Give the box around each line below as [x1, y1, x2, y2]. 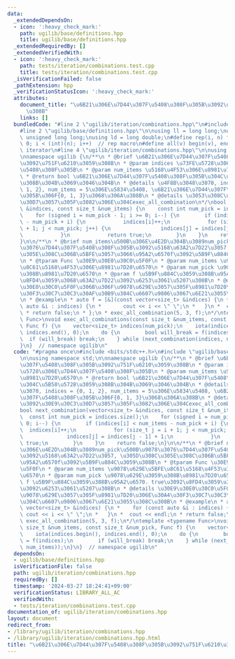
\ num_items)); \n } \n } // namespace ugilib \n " [20, 544, 158, 551]
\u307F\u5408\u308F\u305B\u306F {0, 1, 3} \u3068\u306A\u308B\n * [20, 394, 211, 401]
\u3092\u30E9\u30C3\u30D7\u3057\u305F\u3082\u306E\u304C [20, 400, 190, 408]
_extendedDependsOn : [13, 17, 73, 24]
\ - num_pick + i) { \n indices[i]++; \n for [20, 218, 218, 225]
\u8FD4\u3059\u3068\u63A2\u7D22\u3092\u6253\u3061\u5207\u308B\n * [20, 277, 220, 284]
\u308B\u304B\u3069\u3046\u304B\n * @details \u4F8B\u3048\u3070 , [20, 179, 218, 186]
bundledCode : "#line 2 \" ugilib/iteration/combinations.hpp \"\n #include [13, 120, 230, 128]
